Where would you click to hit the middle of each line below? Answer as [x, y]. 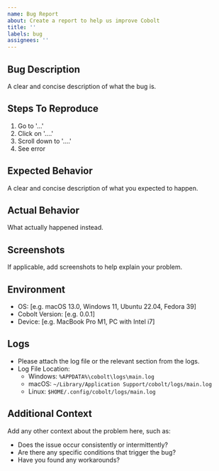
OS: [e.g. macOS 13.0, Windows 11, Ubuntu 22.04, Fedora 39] [107, 306]
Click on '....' [35, 133]
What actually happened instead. [56, 228]
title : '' [22, 27]
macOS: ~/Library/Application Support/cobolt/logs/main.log [120, 383]
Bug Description [44, 69]
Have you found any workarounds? [69, 460]
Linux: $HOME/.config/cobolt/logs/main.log [92, 391]
